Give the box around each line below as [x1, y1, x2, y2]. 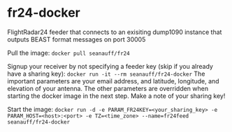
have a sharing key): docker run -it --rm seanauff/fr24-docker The [7, 69, 205, 78]
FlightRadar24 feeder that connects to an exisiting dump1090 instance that [7, 28, 222, 36]
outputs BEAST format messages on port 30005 [7, 35, 146, 43]
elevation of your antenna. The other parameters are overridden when [7, 84, 208, 92]
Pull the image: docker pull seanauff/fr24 [7, 49, 131, 57]
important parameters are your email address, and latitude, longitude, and [7, 76, 219, 85]
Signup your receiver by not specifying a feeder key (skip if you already [7, 62, 213, 70]
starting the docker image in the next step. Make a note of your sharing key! [7, 92, 226, 100]
